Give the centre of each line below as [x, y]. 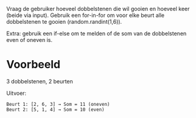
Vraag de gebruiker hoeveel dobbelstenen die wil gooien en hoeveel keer [98, 9]
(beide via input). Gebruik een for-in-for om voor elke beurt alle [86, 15]
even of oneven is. [30, 40]
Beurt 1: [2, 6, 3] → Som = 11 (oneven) [58, 104]
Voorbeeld [33, 65]
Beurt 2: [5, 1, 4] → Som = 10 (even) [55, 109]
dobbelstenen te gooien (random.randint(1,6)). [64, 22]
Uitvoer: [16, 93]
